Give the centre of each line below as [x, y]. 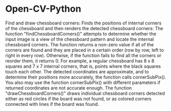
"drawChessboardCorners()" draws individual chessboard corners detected [85, 93]
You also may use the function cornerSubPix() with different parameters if [83, 82]
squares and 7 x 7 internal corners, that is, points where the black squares [83, 66]
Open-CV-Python [43, 9]
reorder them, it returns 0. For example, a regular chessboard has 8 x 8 [80, 61]
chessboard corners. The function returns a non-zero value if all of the [80, 44]
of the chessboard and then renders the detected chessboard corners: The [84, 28]
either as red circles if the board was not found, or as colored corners [78, 99]
